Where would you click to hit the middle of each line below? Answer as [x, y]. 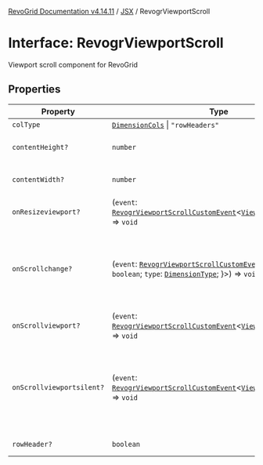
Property [58, 111]
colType [26, 124]
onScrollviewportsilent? [58, 387]
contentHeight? [40, 147]
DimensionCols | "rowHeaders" [166, 125]
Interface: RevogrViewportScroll [116, 43]
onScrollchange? [42, 269]
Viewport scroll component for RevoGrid [73, 64]
